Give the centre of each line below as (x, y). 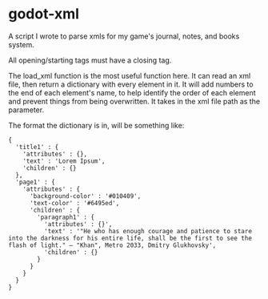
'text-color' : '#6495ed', (74, 203)
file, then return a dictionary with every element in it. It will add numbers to (131, 84)
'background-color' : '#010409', (85, 196)
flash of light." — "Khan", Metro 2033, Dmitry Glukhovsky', (112, 245)
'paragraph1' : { (66, 217)
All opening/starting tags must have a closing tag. (90, 60)
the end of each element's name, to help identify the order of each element (132, 92)
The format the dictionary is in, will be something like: (96, 125)
